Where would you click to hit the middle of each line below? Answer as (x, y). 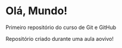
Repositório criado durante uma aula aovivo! (60, 39)
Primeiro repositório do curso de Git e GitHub (61, 27)
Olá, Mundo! (37, 11)
